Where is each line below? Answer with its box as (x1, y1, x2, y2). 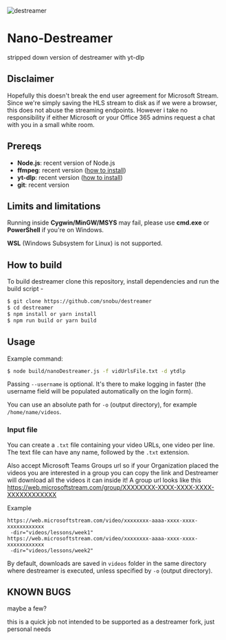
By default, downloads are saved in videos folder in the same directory (7, 559, 207, 567)
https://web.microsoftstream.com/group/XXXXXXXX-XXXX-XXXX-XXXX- (7, 483, 214, 491)
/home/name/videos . (7, 408, 62, 416)
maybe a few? (7, 604, 47, 613)
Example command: (7, 354, 63, 363)
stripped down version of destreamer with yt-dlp (7, 53, 145, 61)
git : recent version (16, 181, 70, 189)
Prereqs (7, 141, 42, 152)
